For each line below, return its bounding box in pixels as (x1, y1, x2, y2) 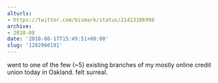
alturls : (7, 10, 32, 17)
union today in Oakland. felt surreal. (7, 68, 108, 76)
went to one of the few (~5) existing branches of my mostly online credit (7, 61, 211, 69)
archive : (7, 23, 32, 29)
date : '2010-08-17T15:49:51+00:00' (7, 36, 109, 43)
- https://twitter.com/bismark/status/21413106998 (7, 16, 155, 23)
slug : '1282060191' (7, 42, 63, 49)
